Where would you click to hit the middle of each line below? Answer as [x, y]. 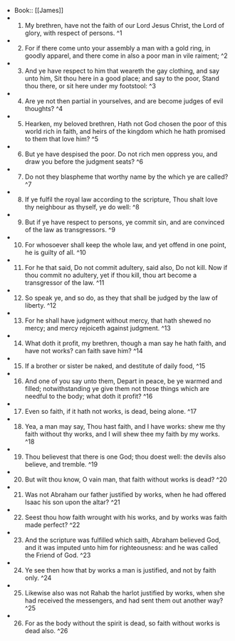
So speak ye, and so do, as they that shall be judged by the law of [121, 298]
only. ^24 [38, 578]
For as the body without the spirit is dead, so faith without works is [122, 623]
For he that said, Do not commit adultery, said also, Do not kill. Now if [126, 267]
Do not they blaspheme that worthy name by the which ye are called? [126, 177]
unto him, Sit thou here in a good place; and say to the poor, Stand [122, 78]
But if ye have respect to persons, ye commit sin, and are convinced [125, 222]
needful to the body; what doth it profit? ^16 [89, 396]
